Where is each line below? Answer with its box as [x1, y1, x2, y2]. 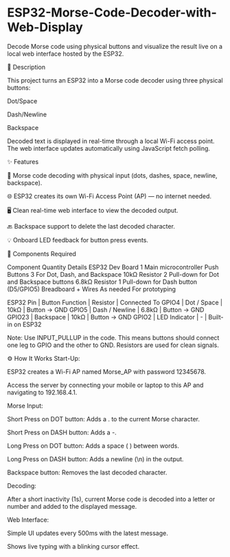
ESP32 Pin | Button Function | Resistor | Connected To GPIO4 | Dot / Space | [7, 298, 223, 306]
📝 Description [7, 63, 46, 71]
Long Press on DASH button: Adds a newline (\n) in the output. [7, 454, 184, 463]
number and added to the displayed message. [7, 502, 137, 510]
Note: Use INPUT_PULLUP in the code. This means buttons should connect [7, 333, 220, 341]
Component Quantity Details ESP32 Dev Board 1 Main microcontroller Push [7, 263, 219, 271]
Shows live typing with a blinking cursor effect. [7, 542, 139, 550]
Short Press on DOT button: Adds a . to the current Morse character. [7, 414, 200, 423]
